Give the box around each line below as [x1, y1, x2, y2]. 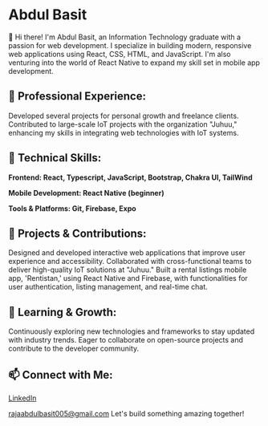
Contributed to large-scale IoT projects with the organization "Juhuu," [8, 119, 238, 129]
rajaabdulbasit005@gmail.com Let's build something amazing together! [8, 409, 245, 418]
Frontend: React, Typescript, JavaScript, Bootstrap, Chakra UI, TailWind [8, 172, 253, 182]
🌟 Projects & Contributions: [8, 226, 147, 240]
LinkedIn [8, 393, 37, 403]
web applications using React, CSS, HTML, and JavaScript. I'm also [8, 49, 231, 59]
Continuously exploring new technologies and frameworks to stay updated [8, 327, 255, 336]
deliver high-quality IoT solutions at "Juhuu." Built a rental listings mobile [8, 265, 247, 274]
